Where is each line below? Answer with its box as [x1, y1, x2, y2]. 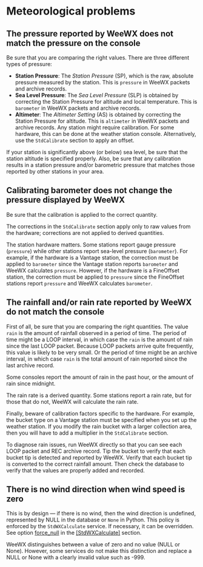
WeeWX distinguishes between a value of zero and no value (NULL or [6, 541, 181, 548]
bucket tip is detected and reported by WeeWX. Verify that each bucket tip [6, 453, 193, 461]
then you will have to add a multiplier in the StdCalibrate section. [6, 429, 168, 436]
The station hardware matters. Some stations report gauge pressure [6, 241, 176, 248]
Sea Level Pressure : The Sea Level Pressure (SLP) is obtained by [15, 92, 179, 98]
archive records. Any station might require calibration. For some [15, 124, 175, 131]
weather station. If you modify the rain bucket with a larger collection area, [6, 423, 193, 430]
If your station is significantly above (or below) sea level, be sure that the [6, 149, 188, 155]
